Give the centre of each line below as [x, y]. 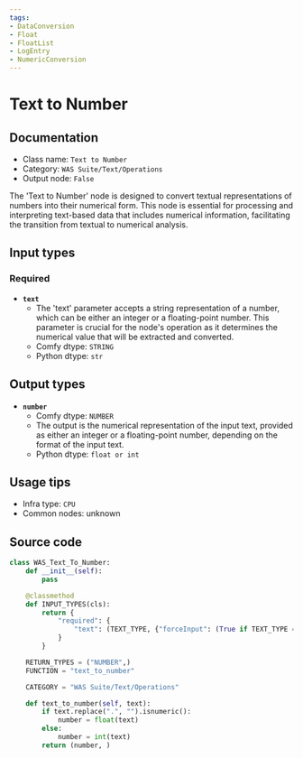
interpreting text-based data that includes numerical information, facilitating [150, 215]
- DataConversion [42, 26]
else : [52, 729]
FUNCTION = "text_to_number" [80, 670]
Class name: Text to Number [75, 159]
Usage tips [40, 482]
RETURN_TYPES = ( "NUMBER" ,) [78, 662]
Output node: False [58, 178]
